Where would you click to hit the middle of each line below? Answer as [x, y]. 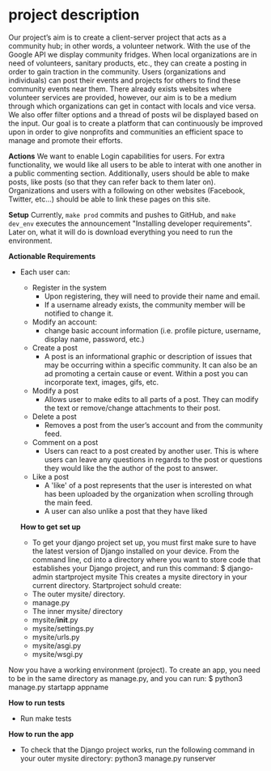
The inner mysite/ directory [77, 611]
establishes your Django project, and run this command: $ [129, 568]
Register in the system [69, 287]
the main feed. [68, 502]
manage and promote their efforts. [66, 140]
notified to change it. [79, 313]
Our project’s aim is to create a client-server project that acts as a [117, 37]
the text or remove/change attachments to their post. [132, 408]
